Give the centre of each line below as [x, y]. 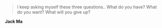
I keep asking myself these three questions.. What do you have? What [87, 7]
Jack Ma [14, 21]
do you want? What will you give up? [54, 12]
